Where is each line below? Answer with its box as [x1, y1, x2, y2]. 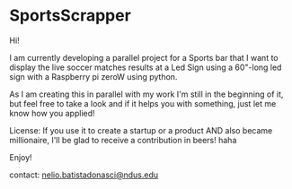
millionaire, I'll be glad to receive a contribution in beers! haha [9, 134, 237, 145]
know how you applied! [9, 107, 96, 118]
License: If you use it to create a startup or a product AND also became [9, 125, 273, 135]
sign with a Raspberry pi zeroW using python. [9, 71, 178, 82]
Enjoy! [9, 151, 33, 162]
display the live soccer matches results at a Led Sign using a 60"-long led [9, 62, 282, 73]
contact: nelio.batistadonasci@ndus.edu [9, 169, 159, 180]
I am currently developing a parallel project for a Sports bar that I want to [9, 52, 279, 63]
